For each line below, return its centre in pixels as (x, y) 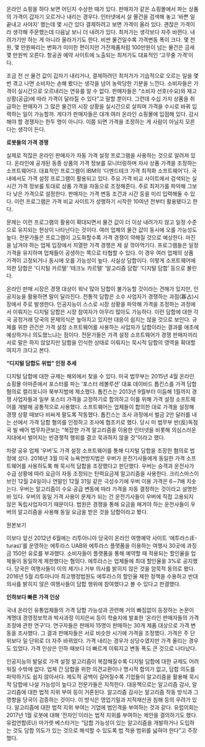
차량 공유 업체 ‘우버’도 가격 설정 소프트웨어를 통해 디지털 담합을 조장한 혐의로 (97, 450)
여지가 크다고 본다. (28, 350)
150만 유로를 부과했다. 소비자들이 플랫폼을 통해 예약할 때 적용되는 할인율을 (101, 553)
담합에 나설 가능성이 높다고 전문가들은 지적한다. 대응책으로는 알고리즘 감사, (102, 684)
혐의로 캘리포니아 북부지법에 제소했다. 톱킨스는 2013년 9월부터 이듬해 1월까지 (99, 392)
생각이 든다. (32, 129)
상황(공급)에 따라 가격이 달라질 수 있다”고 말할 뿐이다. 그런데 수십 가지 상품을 (97, 99)
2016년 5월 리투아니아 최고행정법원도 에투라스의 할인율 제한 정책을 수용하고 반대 (102, 576)
